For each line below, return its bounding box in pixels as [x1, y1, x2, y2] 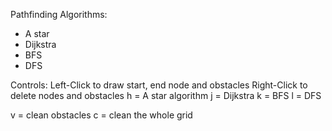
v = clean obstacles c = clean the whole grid [10, 109, 193, 121]
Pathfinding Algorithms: [10, 9, 108, 20]
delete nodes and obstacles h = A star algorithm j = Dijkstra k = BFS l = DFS [10, 90, 322, 101]
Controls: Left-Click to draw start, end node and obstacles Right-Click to [10, 79, 308, 91]
